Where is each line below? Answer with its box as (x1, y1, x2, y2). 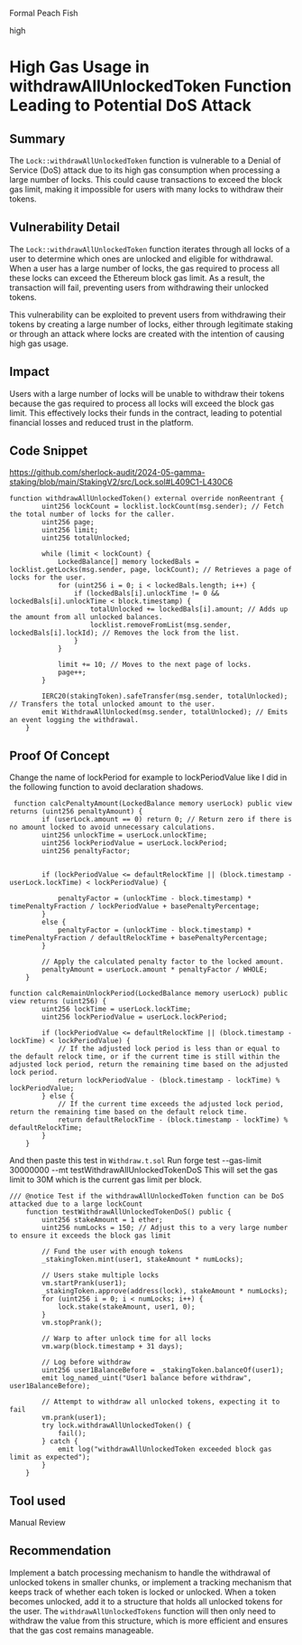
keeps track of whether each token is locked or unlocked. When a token (9, 1586, 277, 1597)
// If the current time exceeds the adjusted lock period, (57, 1100, 284, 1109)
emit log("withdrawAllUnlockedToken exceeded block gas (57, 1445, 272, 1454)
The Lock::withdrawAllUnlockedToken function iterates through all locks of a (9, 243, 290, 254)
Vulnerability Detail (9, 220, 120, 235)
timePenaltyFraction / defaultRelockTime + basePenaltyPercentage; (9, 934, 269, 943)
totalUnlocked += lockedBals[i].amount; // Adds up (89, 605, 288, 614)
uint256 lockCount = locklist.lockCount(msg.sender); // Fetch (41, 502, 284, 512)
